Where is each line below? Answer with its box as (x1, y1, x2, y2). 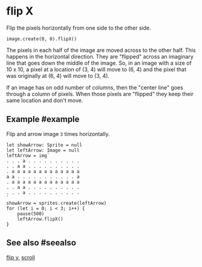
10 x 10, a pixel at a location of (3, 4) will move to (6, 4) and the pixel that (6, 65, 186, 73)
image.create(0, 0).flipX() (6, 36, 77, 42)
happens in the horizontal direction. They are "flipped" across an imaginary (6, 53, 194, 60)
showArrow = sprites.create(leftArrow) (6, 200, 107, 206)
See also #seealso (6, 237, 77, 248)
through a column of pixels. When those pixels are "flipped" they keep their (6, 90, 194, 97)
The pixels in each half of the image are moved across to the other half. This (6, 47, 196, 54)
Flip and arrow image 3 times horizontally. (6, 130, 110, 137)
